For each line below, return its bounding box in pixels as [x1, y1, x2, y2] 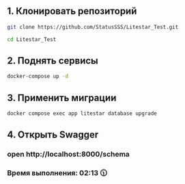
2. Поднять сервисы [7, 55, 98, 66]
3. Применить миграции [7, 92, 117, 103]
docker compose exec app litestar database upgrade [7, 110, 157, 117]
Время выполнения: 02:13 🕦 [7, 168, 107, 178]
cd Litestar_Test [7, 36, 57, 43]
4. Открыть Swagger [7, 129, 99, 141]
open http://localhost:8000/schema [7, 150, 130, 159]
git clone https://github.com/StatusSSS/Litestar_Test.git [7, 23, 179, 30]
